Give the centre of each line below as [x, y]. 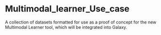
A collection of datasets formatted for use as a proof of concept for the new [81, 22]
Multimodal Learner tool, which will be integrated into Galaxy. [66, 27]
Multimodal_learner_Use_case [67, 9]
